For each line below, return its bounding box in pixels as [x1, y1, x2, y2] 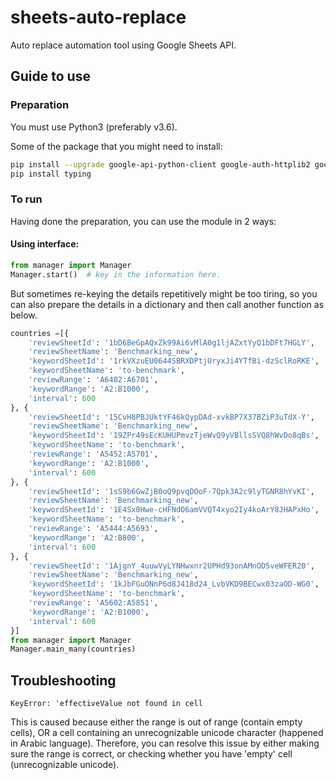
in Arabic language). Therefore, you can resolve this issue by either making [10, 737, 320, 750]
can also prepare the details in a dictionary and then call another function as [10, 298, 325, 310]
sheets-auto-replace [10, 6, 187, 29]
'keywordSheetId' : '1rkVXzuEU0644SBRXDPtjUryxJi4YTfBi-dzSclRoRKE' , [28, 356, 320, 366]
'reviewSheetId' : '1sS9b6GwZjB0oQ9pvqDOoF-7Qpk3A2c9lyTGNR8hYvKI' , [28, 486, 315, 496]
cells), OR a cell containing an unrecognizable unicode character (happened [10, 727, 324, 739]
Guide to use [10, 68, 91, 85]
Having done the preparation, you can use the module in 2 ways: [10, 215, 277, 227]
